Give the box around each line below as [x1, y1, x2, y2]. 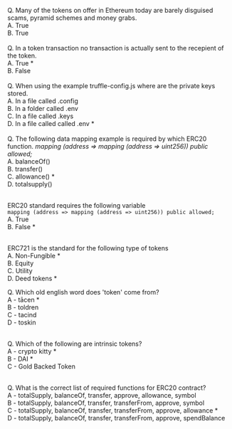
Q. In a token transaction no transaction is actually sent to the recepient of [7, 44, 224, 52]
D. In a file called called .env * [7, 120, 95, 127]
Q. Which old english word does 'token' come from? [7, 288, 159, 296]
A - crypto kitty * [7, 347, 57, 355]
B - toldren [7, 303, 39, 312]
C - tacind [7, 311, 37, 319]
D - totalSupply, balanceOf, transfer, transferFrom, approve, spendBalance [7, 414, 226, 422]
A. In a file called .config [7, 97, 78, 105]
